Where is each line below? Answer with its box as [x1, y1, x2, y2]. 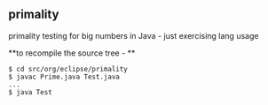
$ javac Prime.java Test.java [8, 72, 121, 81]
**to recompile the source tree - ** [8, 48, 136, 58]
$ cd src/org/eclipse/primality [8, 64, 128, 73]
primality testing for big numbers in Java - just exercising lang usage [8, 30, 259, 41]
